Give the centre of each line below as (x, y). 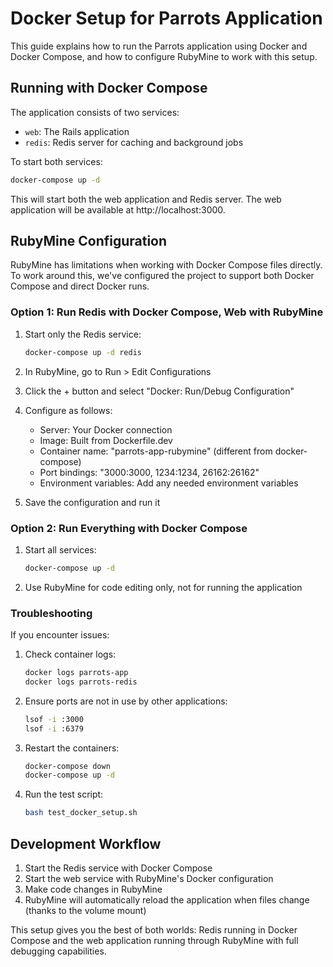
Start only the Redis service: (83, 334)
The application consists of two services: (95, 112)
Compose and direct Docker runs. (80, 286)
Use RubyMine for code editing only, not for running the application (163, 587)
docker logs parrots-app (76, 673)
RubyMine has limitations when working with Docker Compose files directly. (166, 265)
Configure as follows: (68, 410)
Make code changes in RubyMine (93, 889)
